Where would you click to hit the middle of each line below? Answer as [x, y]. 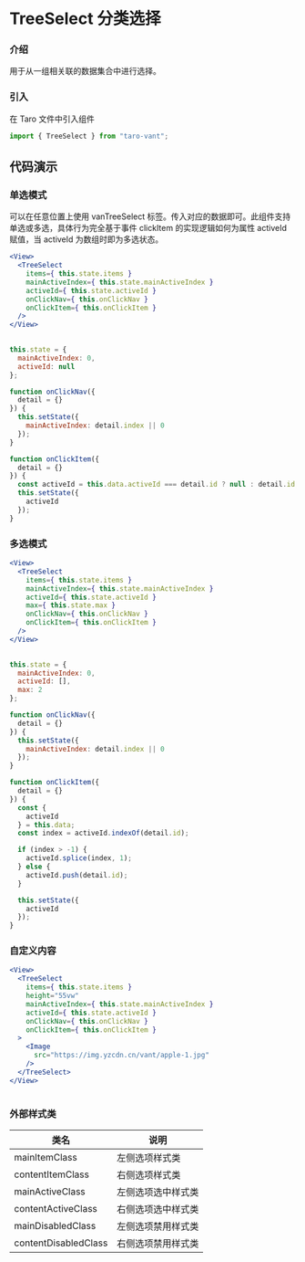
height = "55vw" [52, 996]
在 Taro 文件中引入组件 [52, 119]
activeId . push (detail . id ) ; [77, 875]
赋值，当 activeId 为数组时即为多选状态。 [86, 239]
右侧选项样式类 [149, 1174]
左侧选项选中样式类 [158, 1192]
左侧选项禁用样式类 [158, 1226]
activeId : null [46, 366]
